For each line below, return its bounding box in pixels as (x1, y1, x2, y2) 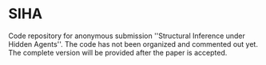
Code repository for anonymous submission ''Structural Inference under (8, 31, 246, 40)
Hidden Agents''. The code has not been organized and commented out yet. (8, 39, 258, 48)
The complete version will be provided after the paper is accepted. (8, 48, 228, 57)
